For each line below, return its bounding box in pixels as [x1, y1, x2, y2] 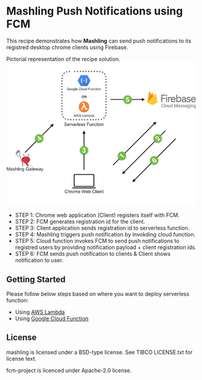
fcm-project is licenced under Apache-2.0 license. [6, 367, 132, 374]
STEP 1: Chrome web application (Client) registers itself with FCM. [15, 212, 180, 219]
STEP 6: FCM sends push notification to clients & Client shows [15, 250, 171, 258]
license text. [6, 355, 37, 362]
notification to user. [15, 256, 64, 264]
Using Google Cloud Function [15, 315, 89, 322]
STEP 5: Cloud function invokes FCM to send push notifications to [15, 238, 180, 245]
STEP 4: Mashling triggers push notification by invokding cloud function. [15, 231, 196, 238]
